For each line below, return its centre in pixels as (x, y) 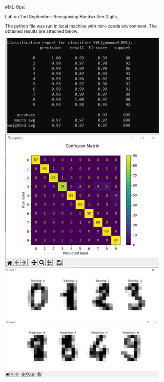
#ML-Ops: (15, 7)
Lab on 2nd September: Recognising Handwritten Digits (61, 16)
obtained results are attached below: (42, 31)
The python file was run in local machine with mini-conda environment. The (81, 26)
